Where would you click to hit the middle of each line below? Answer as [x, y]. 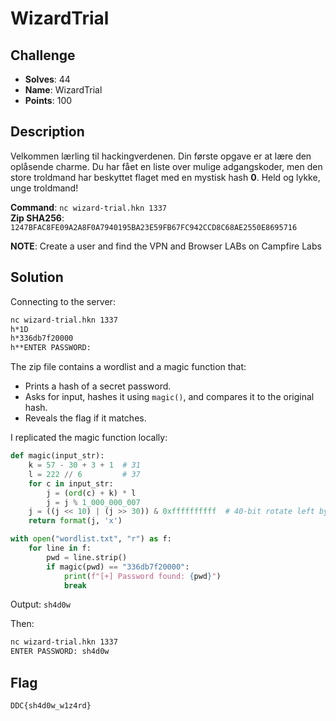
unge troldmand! [44, 188]
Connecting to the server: [63, 301]
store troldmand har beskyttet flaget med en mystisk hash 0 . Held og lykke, [165, 177]
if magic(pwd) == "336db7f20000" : [118, 567]
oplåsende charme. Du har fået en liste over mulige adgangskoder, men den [166, 166]
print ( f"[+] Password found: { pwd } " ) [142, 576]
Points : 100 [48, 100]
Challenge [43, 55]
